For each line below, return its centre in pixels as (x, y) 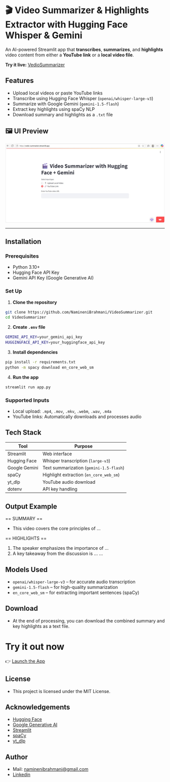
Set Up (14, 291)
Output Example (31, 506)
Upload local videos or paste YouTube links (57, 93)
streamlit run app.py (28, 387)
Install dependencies (35, 352)
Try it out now (35, 647)
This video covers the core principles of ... (57, 528)
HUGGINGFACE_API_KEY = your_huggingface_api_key (55, 342)
